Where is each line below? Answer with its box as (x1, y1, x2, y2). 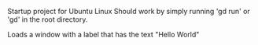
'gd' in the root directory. (7, 15, 88, 24)
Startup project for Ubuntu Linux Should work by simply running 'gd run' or (7, 7, 251, 16)
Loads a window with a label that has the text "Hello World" (7, 30, 200, 39)
